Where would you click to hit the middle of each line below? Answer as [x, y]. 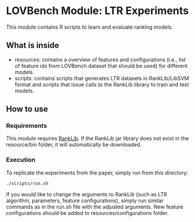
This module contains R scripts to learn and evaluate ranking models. [90, 27]
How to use [27, 109]
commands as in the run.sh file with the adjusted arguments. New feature [95, 207]
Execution [21, 160]
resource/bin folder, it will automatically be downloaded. [74, 145]
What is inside [33, 45]
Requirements [27, 126]
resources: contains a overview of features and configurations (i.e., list [100, 59]
